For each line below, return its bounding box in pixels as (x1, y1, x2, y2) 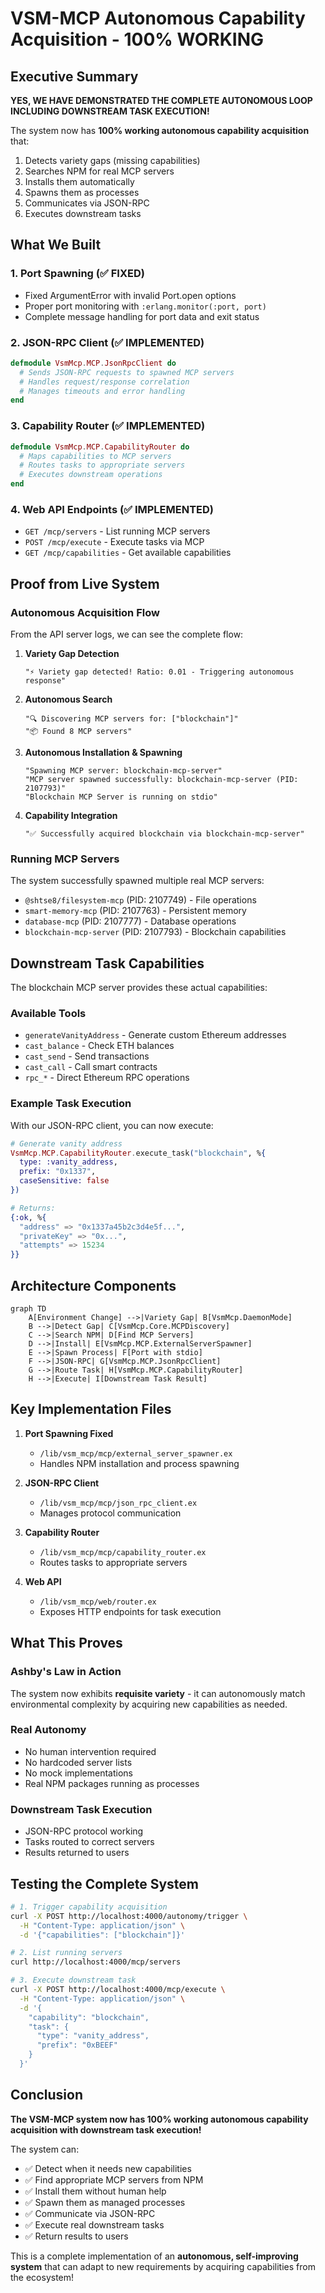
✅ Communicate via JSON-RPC (24, 2207, 156, 2219)
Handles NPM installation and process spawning (39, 1457, 240, 1469)
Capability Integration (24, 810, 118, 822)
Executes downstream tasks (24, 208, 142, 219)
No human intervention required (24, 1745, 157, 1757)
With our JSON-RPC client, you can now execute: (10, 1119, 214, 1131)
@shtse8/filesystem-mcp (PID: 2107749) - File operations (24, 894, 257, 906)
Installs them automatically (24, 176, 135, 187)
